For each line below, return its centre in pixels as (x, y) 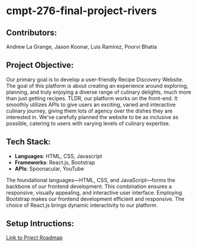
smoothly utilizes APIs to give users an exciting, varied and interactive (91, 104)
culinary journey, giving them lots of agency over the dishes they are (89, 111)
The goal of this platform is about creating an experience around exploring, (97, 85)
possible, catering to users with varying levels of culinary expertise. (88, 123)
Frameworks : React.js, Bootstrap (55, 162)
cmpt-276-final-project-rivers (82, 11)
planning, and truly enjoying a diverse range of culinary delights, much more (99, 92)
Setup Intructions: (40, 224)
